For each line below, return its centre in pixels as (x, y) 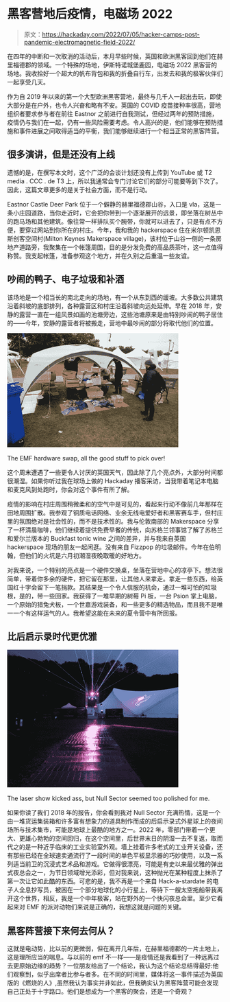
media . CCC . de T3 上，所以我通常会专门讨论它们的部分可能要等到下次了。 (115, 181)
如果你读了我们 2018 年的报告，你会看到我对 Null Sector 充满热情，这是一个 (114, 813)
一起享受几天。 (28, 82)
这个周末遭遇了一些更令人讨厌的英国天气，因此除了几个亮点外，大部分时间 (112, 472)
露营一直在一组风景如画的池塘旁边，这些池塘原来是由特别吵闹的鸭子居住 (121, 314)
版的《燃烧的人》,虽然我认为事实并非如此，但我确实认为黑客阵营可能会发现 (113, 983)
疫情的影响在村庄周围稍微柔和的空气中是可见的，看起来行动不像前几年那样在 (115, 504)
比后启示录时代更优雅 (52, 637)
